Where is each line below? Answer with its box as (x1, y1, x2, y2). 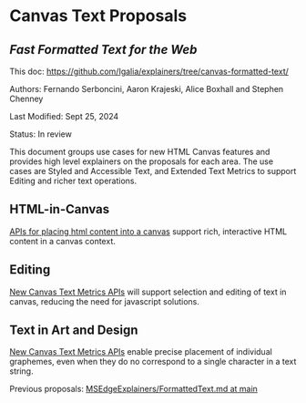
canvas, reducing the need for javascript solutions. (9, 295, 200, 306)
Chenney (9, 93, 44, 104)
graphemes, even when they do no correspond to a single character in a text (9, 356, 297, 367)
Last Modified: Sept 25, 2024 (9, 111, 119, 121)
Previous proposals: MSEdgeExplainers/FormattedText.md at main (9, 384, 258, 395)
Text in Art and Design (9, 323, 138, 338)
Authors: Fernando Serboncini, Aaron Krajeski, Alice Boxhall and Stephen (9, 84, 284, 94)
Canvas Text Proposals (9, 5, 188, 26)
